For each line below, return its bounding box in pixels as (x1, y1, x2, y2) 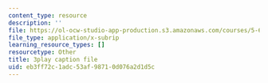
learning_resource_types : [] (8, 41, 105, 49)
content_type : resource (8, 11, 88, 20)
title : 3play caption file (8, 56, 98, 64)
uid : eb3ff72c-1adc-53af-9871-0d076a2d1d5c (8, 63, 156, 71)
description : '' (8, 19, 62, 27)
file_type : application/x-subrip (8, 33, 120, 42)
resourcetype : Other (8, 48, 77, 56)
